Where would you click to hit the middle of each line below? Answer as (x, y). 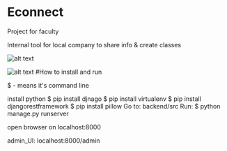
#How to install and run (69, 72)
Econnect (36, 12)
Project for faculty (33, 31)
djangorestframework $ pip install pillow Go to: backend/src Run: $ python (114, 106)
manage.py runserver (38, 113)
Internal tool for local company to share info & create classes (94, 45)
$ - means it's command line (48, 85)
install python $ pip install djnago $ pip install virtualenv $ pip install (104, 99)
